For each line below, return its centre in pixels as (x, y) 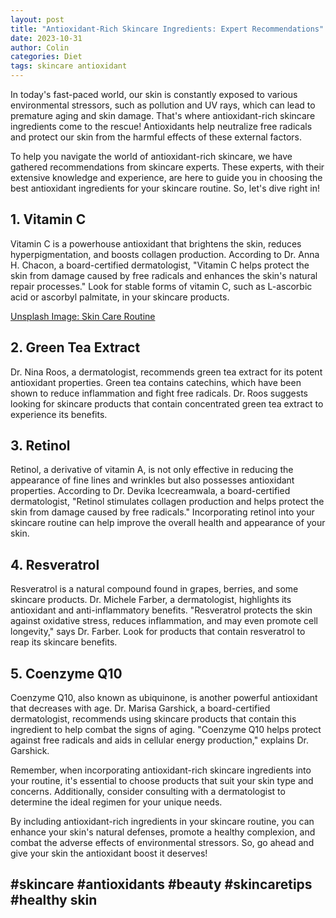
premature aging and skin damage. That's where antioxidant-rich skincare (163, 115)
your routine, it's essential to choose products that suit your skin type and (162, 781)
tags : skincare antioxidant (69, 66)
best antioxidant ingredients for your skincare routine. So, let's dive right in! (165, 188)
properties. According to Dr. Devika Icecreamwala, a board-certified (150, 491)
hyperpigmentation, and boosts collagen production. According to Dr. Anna (165, 254)
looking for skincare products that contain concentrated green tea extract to (167, 403)
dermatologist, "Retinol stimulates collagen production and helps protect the (167, 502)
